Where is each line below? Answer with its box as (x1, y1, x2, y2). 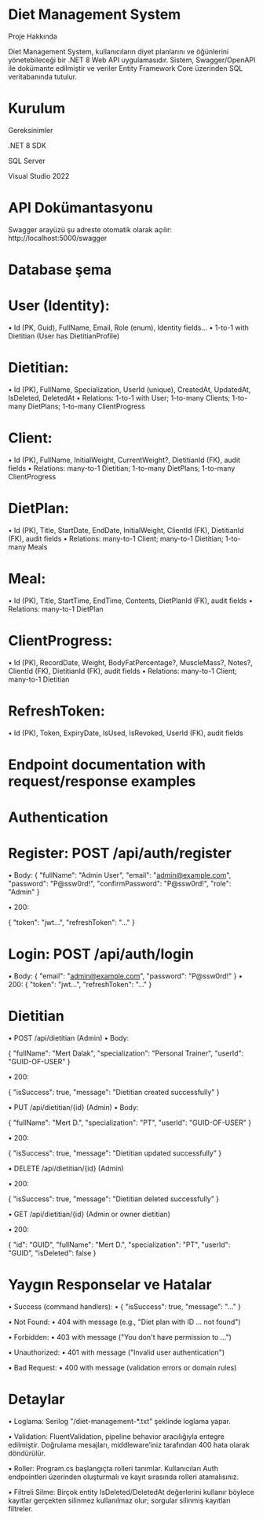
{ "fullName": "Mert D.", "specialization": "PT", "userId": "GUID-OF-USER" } (8, 1118, 252, 1127)
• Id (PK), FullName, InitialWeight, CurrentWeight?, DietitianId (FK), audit (8, 455, 241, 464)
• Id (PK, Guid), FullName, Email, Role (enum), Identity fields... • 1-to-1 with (8, 323, 249, 332)
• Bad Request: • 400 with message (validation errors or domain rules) (8, 1363, 237, 1372)
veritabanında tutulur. (8, 72, 77, 81)
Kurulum (8, 100, 66, 117)
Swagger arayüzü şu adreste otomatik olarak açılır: (8, 224, 173, 234)
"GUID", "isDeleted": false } (8, 1248, 97, 1257)
